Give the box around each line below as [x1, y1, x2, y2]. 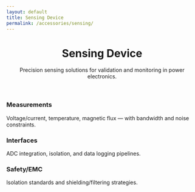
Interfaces [6, 136, 38, 145]
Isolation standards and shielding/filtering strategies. [6, 179, 138, 186]
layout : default [6, 9, 47, 15]
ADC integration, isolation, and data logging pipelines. [6, 149, 141, 157]
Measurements [6, 101, 52, 109]
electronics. [87, 73, 117, 80]
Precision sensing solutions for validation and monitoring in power [19, 66, 185, 74]
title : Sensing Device [6, 15, 64, 21]
